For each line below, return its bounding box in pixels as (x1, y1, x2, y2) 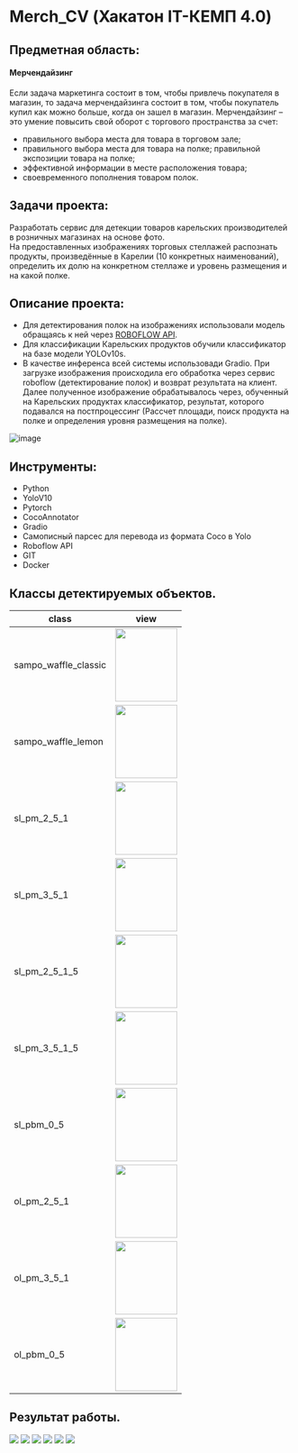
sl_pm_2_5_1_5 (14, 965, 79, 978)
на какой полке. (9, 270, 70, 280)
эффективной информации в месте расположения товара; (22, 162, 248, 173)
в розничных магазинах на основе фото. (9, 232, 165, 242)
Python (22, 483, 50, 494)
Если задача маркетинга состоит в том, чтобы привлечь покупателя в (9, 87, 280, 98)
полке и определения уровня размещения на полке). (22, 416, 228, 426)
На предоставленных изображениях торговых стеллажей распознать (9, 241, 278, 251)
